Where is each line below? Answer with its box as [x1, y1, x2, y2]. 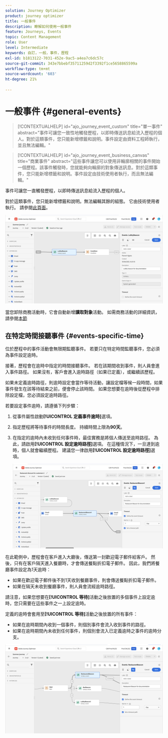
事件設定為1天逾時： [9, 567, 51, 573]
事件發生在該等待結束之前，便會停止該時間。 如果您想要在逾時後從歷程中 [5, 386, 155, 392]
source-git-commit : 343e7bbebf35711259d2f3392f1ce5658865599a [5, 61, 137, 66]
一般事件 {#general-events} [5, 106, 121, 117]
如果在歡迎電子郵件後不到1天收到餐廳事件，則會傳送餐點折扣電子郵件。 [12, 577, 159, 583]
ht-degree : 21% [5, 77, 37, 82]
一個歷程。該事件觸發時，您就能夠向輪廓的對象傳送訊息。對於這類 [17, 164, 153, 170]
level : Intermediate [5, 45, 48, 50]
